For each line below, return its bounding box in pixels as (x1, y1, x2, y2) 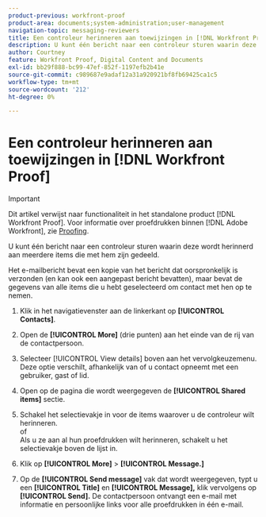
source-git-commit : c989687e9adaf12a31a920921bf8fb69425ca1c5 (8, 71, 218, 79)
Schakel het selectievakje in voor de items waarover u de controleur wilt (19, 410, 255, 419)
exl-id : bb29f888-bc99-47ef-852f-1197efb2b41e (8, 64, 165, 71)
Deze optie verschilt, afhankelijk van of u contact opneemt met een (19, 362, 239, 372)
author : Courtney (8, 48, 66, 56)
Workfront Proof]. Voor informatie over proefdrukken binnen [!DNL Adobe (8, 218, 248, 227)
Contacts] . (19, 314, 56, 324)
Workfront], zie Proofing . (8, 226, 89, 236)
